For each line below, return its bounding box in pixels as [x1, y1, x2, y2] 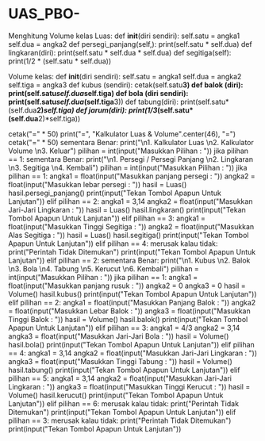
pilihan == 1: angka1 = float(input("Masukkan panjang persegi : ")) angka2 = [8, 171, 255, 181]
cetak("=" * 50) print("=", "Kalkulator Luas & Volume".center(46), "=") [8, 128, 236, 139]
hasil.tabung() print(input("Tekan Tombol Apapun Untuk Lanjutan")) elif [8, 365, 240, 374]
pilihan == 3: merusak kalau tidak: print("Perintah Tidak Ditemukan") [8, 416, 232, 425]
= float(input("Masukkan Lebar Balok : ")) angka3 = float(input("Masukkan [8, 306, 252, 316]
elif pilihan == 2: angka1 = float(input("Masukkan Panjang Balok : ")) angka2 [8, 297, 256, 307]
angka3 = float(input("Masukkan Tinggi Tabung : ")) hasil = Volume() [8, 356, 232, 366]
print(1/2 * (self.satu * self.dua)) [8, 56, 112, 66]
